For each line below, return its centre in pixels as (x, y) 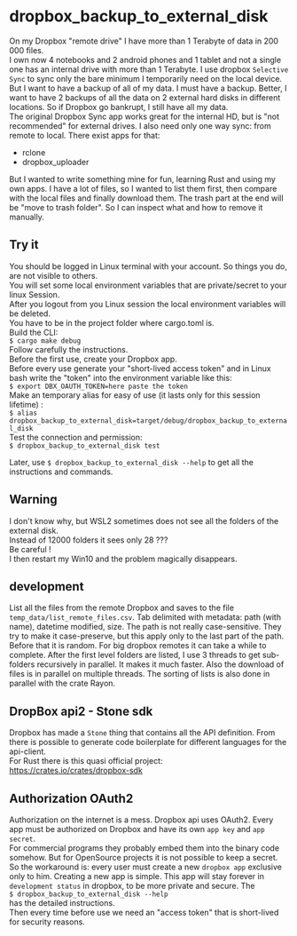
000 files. (27, 50)
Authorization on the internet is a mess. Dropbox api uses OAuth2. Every (141, 820)
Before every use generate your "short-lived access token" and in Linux (141, 368)
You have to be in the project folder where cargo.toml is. (112, 322)
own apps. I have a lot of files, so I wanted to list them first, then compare (143, 188)
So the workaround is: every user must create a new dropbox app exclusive (145, 867)
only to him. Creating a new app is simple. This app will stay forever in (137, 876)
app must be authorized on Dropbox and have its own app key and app (137, 829)
